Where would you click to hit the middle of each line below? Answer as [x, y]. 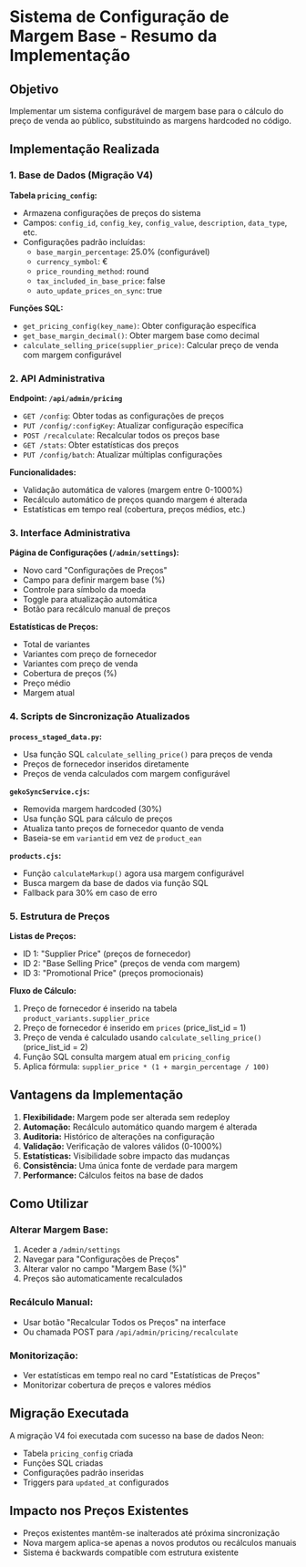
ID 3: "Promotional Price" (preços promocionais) [113, 973]
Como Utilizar [49, 1204]
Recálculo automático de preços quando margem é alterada [135, 500]
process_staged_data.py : [56, 737]
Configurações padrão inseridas [83, 1472]
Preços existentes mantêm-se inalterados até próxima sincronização [151, 1532]
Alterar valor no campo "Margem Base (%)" [104, 1269]
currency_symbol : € [72, 261]
